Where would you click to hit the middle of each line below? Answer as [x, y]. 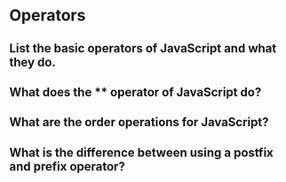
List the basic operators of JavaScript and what [143, 48]
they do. [32, 62]
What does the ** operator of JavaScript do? [135, 92]
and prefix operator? [68, 166]
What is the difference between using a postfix [141, 152]
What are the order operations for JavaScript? [139, 122]
